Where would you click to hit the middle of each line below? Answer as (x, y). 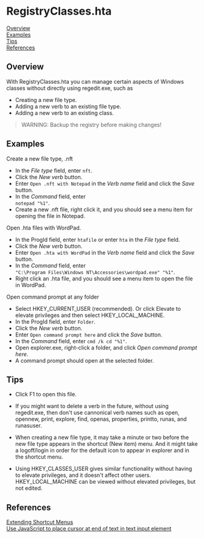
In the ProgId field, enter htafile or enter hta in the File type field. (97, 239)
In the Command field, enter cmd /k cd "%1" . (71, 341)
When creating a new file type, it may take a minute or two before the (102, 437)
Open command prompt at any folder (53, 297)
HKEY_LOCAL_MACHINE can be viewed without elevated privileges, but (105, 482)
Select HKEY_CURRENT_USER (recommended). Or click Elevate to (98, 308)
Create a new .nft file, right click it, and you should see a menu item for (104, 209)
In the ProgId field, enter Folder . (55, 321)
